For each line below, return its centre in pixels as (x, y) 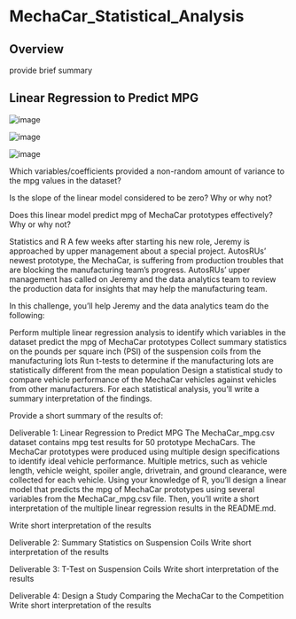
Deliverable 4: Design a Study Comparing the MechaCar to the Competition (147, 595)
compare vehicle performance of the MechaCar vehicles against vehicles (143, 380)
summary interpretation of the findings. (81, 398)
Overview (37, 49)
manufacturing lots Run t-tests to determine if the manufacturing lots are (142, 360)
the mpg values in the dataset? (65, 180)
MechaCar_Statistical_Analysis (127, 16)
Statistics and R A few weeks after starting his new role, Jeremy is (130, 241)
